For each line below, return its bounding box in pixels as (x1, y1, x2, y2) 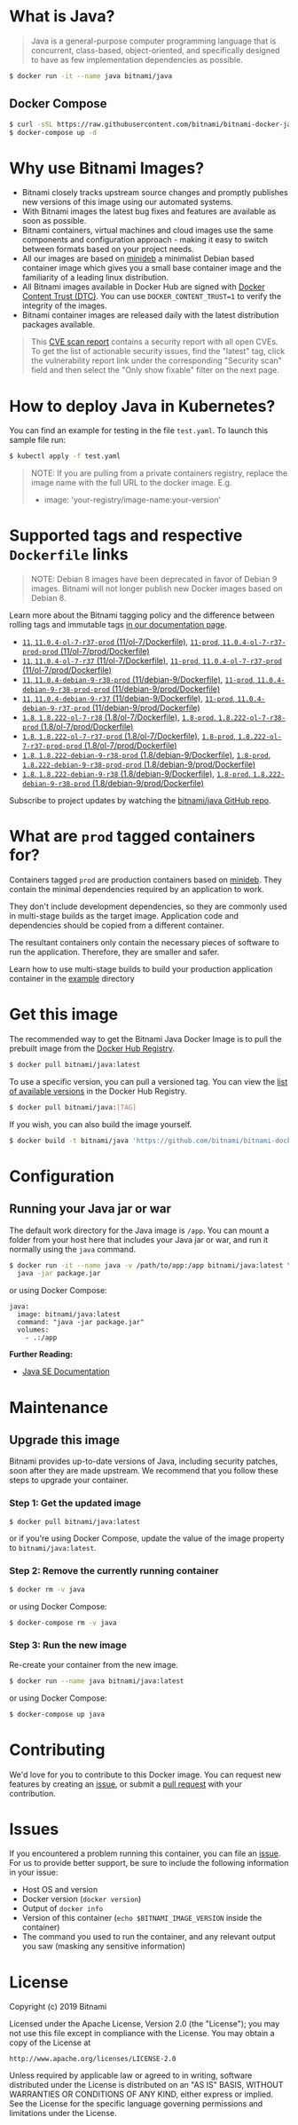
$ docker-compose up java (9, 1710, 105, 1718)
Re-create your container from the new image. (9, 1659, 179, 1670)
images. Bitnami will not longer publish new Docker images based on (30, 583, 283, 594)
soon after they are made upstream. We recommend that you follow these (9, 1465, 279, 1476)
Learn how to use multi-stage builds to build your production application (9, 964, 273, 974)
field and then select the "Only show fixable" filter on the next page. (30, 365, 279, 375)
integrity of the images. (21, 300, 108, 312)
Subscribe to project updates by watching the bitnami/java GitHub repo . (9, 795, 271, 806)
